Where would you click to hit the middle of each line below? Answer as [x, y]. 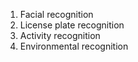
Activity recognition [60, 35]
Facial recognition [56, 14]
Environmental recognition [74, 46]
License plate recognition [72, 25]
